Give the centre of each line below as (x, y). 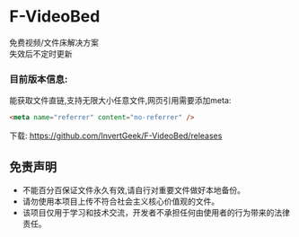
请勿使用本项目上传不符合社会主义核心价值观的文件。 (121, 201)
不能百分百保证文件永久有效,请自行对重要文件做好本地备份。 (133, 189)
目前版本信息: (39, 79)
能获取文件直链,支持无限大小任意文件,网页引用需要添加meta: (120, 101)
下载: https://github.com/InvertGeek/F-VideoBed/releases (116, 136)
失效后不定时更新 (41, 53)
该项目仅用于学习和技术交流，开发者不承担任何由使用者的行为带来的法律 (156, 212)
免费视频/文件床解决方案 (54, 42)
